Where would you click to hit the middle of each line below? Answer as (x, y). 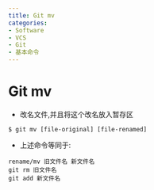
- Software (26, 30)
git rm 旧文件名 (33, 170)
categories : (28, 23)
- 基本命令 (24, 52)
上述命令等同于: (45, 145)
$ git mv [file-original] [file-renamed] (78, 129)
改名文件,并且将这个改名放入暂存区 (76, 114)
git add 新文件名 (35, 178)
